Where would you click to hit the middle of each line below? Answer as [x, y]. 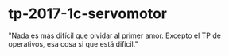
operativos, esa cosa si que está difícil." [73, 43]
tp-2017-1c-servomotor [87, 14]
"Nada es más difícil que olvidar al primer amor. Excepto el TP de [114, 35]
